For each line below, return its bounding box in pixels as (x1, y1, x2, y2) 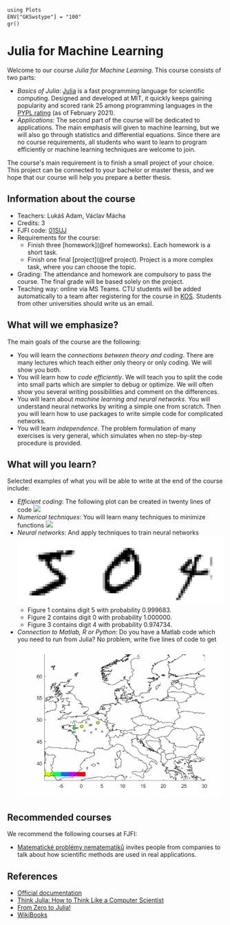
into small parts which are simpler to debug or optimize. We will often (17, 380, 213, 388)
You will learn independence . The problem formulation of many (17, 424, 196, 433)
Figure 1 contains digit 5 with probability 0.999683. (27, 606, 172, 614)
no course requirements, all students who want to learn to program (17, 138, 207, 146)
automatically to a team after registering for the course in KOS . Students (17, 292, 222, 300)
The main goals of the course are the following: (7, 337, 141, 346)
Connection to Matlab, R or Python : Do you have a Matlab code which (17, 628, 216, 636)
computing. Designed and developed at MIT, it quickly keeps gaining (17, 94, 212, 102)
